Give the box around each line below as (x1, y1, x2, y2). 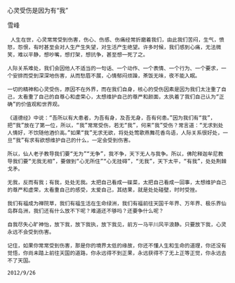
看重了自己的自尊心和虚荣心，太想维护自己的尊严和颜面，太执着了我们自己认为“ (22, 93, 220, 100)
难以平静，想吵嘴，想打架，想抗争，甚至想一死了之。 (17, 51, 149, 58)
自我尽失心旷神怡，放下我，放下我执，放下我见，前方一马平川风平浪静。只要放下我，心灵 (7, 221, 227, 228)
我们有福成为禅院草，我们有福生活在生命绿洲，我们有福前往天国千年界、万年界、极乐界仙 (7, 200, 227, 207)
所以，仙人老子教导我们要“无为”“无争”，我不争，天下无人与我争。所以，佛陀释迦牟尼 (7, 150, 219, 157)
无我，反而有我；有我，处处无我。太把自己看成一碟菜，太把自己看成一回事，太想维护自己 (7, 179, 227, 186)
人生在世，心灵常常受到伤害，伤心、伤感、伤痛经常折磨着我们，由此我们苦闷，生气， (10, 37, 220, 44)
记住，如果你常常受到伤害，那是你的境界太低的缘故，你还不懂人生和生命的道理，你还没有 (7, 242, 227, 249)
